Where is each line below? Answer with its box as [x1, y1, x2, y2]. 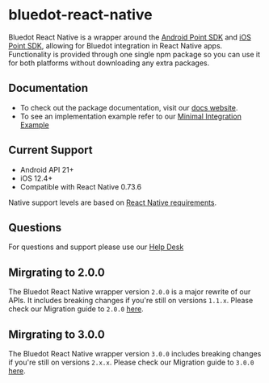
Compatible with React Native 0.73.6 [19, 181, 142, 191]
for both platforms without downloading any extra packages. [8, 58, 210, 68]
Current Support [8, 144, 93, 157]
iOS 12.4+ [19, 173, 53, 183]
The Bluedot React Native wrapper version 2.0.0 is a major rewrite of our [8, 287, 251, 297]
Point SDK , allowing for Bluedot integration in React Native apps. [8, 40, 223, 50]
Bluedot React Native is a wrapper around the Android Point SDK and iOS [8, 32, 252, 42]
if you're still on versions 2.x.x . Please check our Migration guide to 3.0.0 [8, 357, 254, 367]
